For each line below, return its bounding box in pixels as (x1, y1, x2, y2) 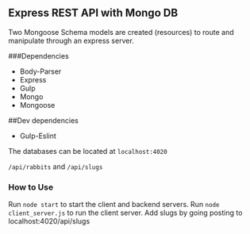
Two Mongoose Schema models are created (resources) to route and (8, 27, 234, 36)
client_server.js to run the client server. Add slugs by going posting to (8, 208, 243, 217)
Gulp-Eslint (19, 131, 57, 140)
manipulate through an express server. (8, 36, 135, 45)
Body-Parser (19, 67, 62, 76)
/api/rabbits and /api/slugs (8, 162, 103, 171)
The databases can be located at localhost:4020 (8, 146, 168, 155)
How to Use (8, 182, 54, 193)
